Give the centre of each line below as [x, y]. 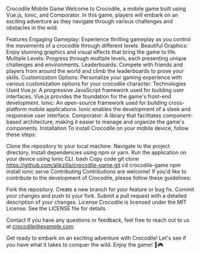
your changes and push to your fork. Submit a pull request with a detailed [96, 196]
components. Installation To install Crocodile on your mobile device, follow [98, 128]
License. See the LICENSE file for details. [57, 208]
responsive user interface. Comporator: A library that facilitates [84, 115]
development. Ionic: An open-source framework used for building [87, 103]
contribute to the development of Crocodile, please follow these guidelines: [99, 178]
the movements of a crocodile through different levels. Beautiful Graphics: [97, 45]
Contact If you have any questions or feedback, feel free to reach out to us [98, 220]
